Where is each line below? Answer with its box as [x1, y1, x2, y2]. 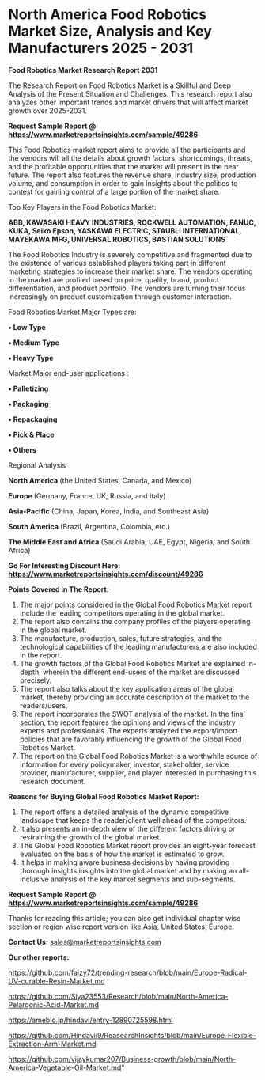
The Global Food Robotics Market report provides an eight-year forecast [19, 840, 256, 850]
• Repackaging [8, 414, 58, 424]
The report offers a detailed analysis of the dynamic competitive [19, 807, 229, 817]
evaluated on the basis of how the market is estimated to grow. [19, 849, 225, 858]
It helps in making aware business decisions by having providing [19, 857, 230, 867]
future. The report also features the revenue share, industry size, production [8, 170, 257, 180]
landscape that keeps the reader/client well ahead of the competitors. [19, 815, 247, 824]
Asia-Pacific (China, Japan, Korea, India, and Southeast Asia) [8, 506, 210, 516]
